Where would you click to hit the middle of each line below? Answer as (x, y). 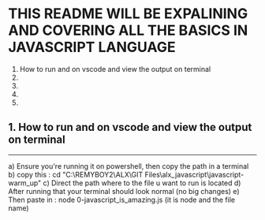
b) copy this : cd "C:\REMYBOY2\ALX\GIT (76, 174)
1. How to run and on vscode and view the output (130, 127)
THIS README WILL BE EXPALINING (128, 14)
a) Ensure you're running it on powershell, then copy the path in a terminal (129, 166)
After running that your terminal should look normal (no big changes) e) (124, 191)
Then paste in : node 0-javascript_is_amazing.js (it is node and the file (121, 199)
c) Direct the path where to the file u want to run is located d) (142, 183)
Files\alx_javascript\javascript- (194, 174)
